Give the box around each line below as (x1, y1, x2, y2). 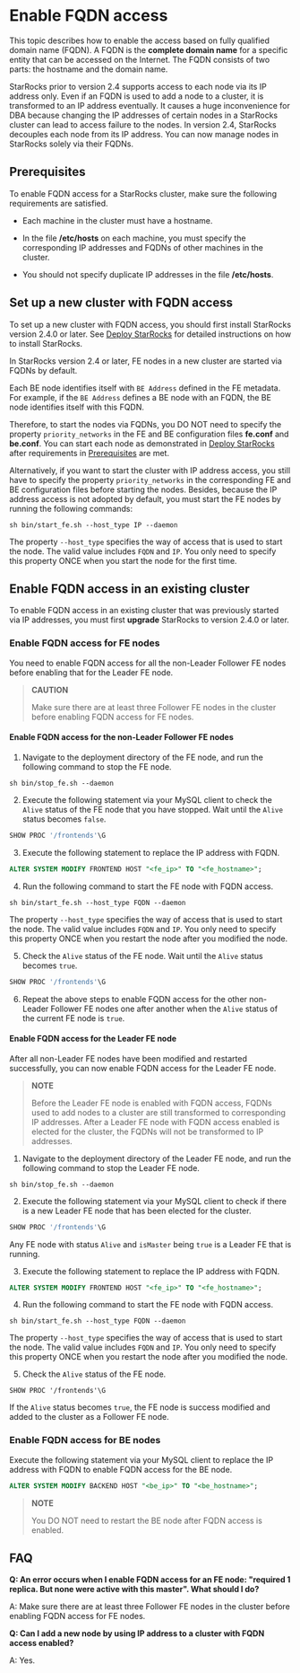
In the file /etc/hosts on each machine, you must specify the (21, 233, 246, 243)
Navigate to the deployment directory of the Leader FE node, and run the (21, 1153, 292, 1164)
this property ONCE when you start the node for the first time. (9, 555, 237, 566)
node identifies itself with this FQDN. (9, 401, 145, 412)
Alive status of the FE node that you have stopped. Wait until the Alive (21, 804, 284, 814)
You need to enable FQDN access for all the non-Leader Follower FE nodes (9, 657, 287, 668)
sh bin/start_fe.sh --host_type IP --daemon (9, 520, 178, 530)
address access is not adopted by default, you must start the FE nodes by (9, 493, 282, 504)
